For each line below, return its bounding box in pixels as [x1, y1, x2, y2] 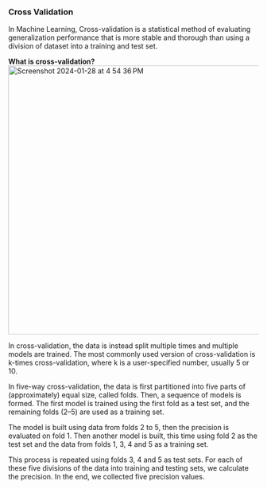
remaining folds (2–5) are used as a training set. [8, 407, 164, 417]
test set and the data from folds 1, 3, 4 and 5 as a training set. [8, 440, 209, 449]
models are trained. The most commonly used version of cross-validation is [8, 350, 256, 359]
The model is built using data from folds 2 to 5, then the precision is [8, 423, 229, 432]
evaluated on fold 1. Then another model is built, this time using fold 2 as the [8, 431, 258, 440]
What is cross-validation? [8, 57, 95, 66]
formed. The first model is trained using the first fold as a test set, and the [8, 399, 250, 409]
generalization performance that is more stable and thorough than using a [8, 33, 250, 42]
